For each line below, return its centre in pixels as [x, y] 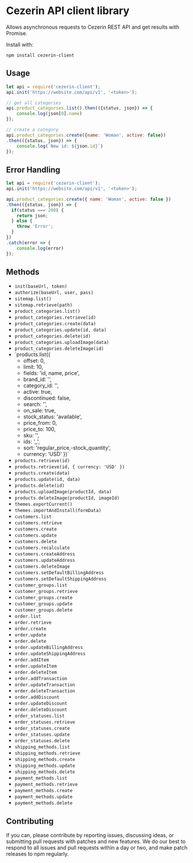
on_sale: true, [39, 411]
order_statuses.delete [42, 741]
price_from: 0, [40, 423]
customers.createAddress [45, 554]
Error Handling [33, 170]
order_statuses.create [42, 729]
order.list [28, 616]
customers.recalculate [42, 548]
